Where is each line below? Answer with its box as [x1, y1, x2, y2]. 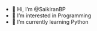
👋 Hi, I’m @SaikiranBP [11, 6, 66, 13]
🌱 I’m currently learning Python [11, 18, 89, 25]
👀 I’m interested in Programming [11, 12, 92, 19]
